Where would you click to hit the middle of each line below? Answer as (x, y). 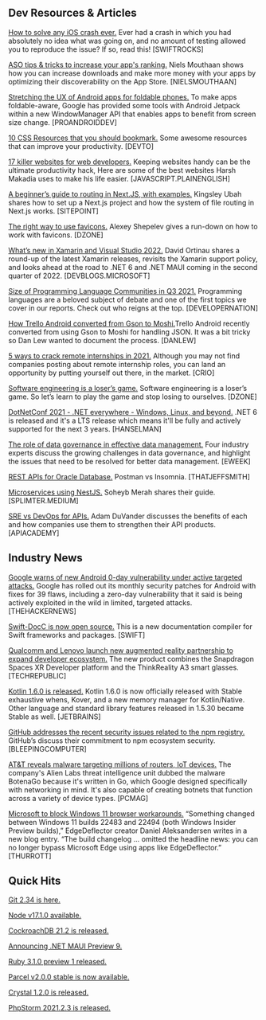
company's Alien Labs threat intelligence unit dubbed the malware (117, 772)
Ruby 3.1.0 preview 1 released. (58, 962)
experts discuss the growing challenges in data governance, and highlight (129, 452)
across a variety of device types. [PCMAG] (78, 798)
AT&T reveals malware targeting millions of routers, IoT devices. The (120, 764)
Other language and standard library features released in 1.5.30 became (126, 708)
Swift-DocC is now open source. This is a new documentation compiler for (131, 626)
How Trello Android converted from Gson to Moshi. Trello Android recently (129, 323)
